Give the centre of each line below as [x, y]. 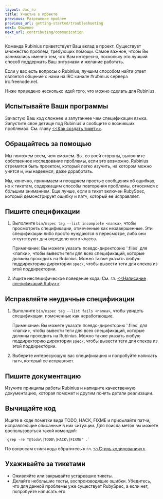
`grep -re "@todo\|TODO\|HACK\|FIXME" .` [48, 439]
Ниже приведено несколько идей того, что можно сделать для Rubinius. [80, 91]
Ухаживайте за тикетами [45, 464]
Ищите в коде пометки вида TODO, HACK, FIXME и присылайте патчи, [78, 420]
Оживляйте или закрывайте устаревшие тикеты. [63, 476]
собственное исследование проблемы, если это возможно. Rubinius [77, 161]
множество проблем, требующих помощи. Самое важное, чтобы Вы [77, 51]
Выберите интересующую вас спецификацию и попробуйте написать [84, 356]
